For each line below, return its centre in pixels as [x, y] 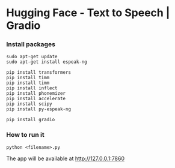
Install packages [31, 44]
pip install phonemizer [36, 94]
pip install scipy [29, 104]
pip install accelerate [36, 99]
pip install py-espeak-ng [38, 109]
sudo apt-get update [32, 57]
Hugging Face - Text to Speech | [88, 13]
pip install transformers [38, 73]
